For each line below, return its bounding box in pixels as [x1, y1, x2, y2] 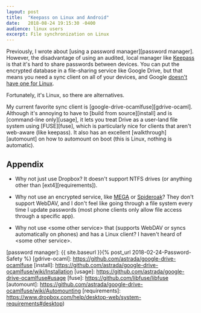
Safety [6, 255, 23, 262]
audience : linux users [6, 25, 63, 32]
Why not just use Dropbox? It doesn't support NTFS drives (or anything [14, 175, 192, 182]
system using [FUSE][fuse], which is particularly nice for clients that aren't [6, 122, 191, 130]
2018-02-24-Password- [132, 248, 192, 256]
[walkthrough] [132, 129, 167, 136]
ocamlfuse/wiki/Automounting [6, 287, 81, 294]
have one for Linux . [6, 80, 54, 87]
